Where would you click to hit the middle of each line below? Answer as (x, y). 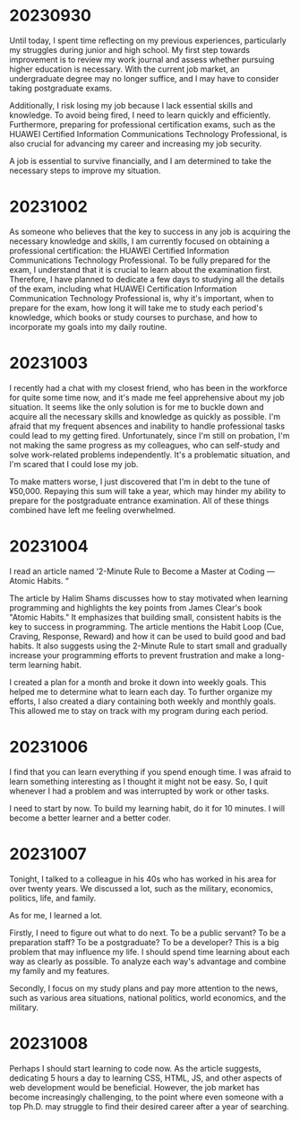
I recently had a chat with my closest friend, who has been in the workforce (149, 387)
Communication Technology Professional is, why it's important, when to (142, 298)
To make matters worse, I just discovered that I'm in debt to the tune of (140, 482)
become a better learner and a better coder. (90, 818)
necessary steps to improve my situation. (85, 170)
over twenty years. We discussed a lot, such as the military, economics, (141, 888)
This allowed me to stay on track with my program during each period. (139, 710)
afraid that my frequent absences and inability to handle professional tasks (147, 426)
